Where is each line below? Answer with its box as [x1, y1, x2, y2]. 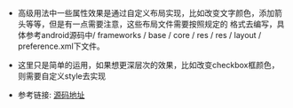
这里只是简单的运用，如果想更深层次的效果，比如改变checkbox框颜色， [17, 60, 280, 70]
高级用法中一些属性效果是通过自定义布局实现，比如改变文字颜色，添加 [17, 8, 275, 18]
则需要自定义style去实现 [17, 71, 107, 81]
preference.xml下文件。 [17, 41, 105, 51]
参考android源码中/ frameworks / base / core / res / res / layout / [25, 30, 262, 40]
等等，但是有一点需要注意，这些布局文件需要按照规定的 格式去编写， [25, 19, 277, 29]
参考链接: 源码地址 [17, 89, 85, 100]
